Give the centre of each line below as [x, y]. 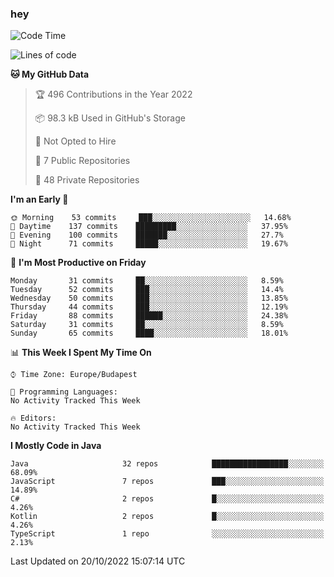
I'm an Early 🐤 [39, 199]
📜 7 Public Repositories [82, 161]
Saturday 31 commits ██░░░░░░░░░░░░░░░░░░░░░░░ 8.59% [147, 325]
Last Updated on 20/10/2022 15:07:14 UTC [98, 561]
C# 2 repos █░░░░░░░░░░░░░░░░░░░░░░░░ [167, 499]
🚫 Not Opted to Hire [75, 141]
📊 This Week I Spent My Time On [81, 353]
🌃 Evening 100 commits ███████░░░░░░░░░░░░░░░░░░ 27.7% [147, 235]
